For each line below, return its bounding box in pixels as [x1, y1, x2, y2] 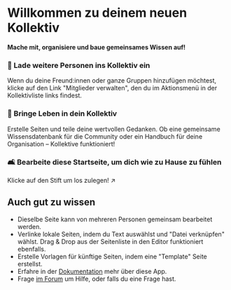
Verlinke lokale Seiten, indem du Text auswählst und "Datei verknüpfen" [17, 230, 225, 238]
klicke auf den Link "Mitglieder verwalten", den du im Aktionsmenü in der [7, 84, 218, 92]
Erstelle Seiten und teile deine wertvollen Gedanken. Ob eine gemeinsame [7, 125, 220, 133]
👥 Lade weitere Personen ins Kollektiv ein [7, 60, 150, 70]
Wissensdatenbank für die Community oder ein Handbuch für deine [7, 132, 203, 141]
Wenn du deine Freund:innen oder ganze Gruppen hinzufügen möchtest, [7, 76, 217, 85]
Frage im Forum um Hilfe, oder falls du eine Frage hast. [17, 275, 176, 283]
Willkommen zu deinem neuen [7, 5, 188, 21]
